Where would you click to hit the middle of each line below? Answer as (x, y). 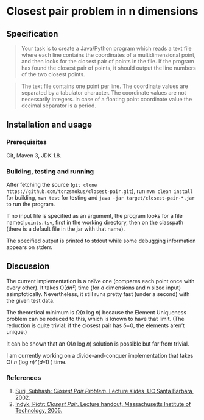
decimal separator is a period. (58, 106)
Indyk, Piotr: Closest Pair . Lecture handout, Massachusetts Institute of (103, 404)
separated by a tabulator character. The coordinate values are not (104, 92)
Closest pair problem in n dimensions (103, 11)
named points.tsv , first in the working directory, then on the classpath (95, 222)
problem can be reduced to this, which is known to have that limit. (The (95, 319)
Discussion (28, 266)
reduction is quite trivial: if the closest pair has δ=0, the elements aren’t (95, 325)
